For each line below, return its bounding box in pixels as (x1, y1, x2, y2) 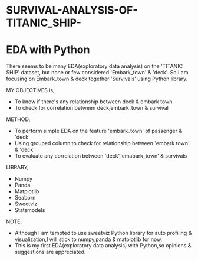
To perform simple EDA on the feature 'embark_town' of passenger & (14, 128, 183, 135)
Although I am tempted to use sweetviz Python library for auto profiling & (14, 230, 192, 237)
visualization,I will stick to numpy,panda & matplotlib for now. (14, 236, 163, 243)
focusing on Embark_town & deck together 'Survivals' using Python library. (6, 75, 188, 83)
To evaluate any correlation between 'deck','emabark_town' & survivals (14, 152, 187, 159)
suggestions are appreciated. (14, 249, 86, 256)
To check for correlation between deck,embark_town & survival (14, 105, 169, 112)
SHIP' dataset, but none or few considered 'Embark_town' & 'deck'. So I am (6, 69, 189, 76)
